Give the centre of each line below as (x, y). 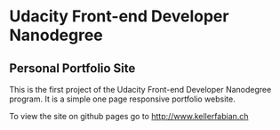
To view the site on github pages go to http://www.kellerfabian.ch (129, 116)
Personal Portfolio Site (72, 68)
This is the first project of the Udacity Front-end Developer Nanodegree (140, 89)
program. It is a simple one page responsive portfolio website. (122, 99)
